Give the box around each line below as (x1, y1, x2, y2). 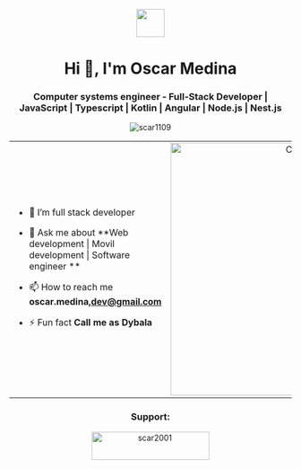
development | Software (29, 249, 131, 261)
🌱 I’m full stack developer (29, 207, 136, 219)
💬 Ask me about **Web (29, 226, 129, 239)
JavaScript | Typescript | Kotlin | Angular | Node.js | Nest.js (19, 102, 282, 114)
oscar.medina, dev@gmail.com (29, 296, 162, 308)
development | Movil (29, 238, 115, 251)
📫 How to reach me (29, 281, 114, 294)
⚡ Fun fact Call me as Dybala (29, 316, 152, 329)
